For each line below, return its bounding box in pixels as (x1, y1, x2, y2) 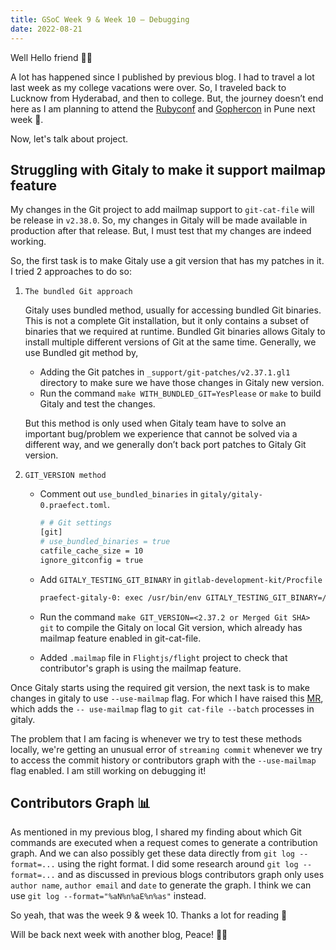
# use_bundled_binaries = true (39, 537, 171, 547)
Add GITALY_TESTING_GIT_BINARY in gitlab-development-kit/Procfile (39, 573, 323, 585)
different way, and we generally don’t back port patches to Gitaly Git (24, 439, 307, 451)
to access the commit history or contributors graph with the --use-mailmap (10, 754, 317, 766)
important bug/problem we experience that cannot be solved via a (24, 428, 298, 440)
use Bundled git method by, (24, 347, 139, 359)
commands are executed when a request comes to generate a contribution (10, 837, 318, 849)
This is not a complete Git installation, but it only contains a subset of (24, 315, 310, 327)
